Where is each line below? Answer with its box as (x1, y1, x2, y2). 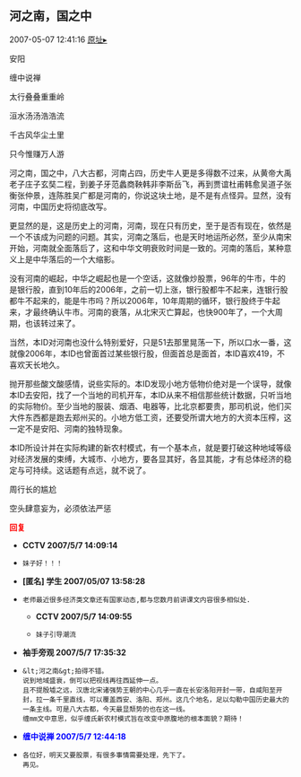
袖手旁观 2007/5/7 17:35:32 (21, 647, 127, 658)
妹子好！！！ (21, 559, 64, 568)
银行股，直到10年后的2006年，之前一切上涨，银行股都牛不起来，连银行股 (16, 284, 288, 294)
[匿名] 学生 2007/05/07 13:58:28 (21, 575, 146, 586)
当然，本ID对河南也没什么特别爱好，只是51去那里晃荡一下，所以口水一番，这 (9, 336, 292, 347)
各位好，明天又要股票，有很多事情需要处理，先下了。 (21, 750, 190, 760)
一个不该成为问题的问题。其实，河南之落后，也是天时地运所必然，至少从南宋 (9, 231, 292, 242)
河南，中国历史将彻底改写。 (9, 201, 112, 212)
